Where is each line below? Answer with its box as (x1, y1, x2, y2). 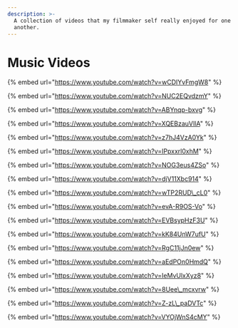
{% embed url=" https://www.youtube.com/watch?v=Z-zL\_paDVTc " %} (7, 299, 217, 307)
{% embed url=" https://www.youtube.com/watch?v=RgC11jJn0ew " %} (7, 244, 214, 252)
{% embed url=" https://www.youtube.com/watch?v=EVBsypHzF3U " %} (7, 216, 219, 225)
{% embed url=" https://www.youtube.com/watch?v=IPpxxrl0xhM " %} (7, 147, 212, 155)
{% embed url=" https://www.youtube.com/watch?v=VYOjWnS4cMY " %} (7, 313, 221, 322)
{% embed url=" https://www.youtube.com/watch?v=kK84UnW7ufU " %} (7, 230, 219, 239)
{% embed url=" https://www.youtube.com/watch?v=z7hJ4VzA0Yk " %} (7, 133, 217, 142)
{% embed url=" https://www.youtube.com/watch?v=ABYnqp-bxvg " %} (7, 106, 216, 114)
